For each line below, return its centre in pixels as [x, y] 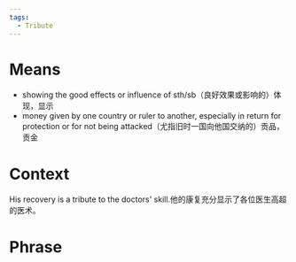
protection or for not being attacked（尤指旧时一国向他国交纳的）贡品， [153, 127]
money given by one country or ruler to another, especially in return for [152, 116]
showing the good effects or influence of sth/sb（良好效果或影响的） [148, 95]
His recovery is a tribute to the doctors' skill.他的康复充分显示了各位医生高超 [148, 199]
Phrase [36, 247]
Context [39, 174]
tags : [19, 17]
